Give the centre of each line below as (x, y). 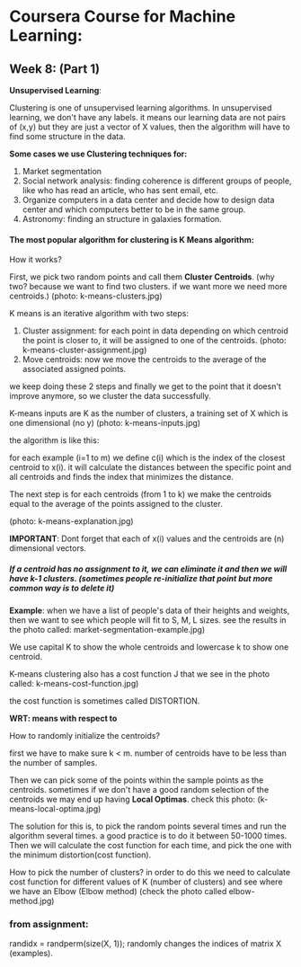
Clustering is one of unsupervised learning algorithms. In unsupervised (141, 108)
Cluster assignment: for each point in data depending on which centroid (155, 331)
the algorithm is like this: (54, 440)
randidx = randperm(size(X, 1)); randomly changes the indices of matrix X (146, 944)
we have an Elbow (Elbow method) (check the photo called (118, 892)
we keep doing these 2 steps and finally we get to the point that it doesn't (145, 386)
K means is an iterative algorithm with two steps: (99, 314)
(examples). (31, 954)
